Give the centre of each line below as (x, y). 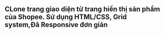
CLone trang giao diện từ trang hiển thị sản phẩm (82, 9)
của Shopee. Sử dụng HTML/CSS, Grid (66, 17)
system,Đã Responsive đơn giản (56, 25)
